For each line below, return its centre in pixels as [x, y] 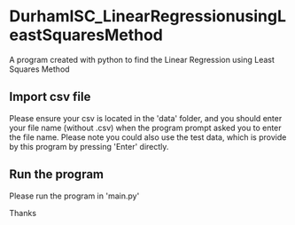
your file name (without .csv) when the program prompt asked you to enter [145, 128]
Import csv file [50, 97]
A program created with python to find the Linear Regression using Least [142, 59]
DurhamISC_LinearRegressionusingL [147, 16]
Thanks [23, 213]
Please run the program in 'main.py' [74, 196]
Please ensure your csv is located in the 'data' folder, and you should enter [146, 118]
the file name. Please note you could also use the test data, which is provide [148, 137]
